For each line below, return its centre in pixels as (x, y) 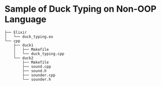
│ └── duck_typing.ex (29, 37)
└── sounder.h (37, 79)
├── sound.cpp (37, 66)
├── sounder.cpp (39, 75)
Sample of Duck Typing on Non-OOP (80, 9)
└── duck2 (24, 58)
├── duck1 (24, 45)
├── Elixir (16, 32)
